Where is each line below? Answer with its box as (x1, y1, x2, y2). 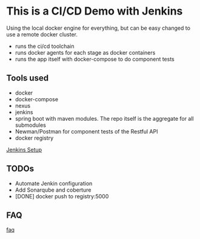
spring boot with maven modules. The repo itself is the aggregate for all (15, 115, 194, 122)
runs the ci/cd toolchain (15, 42, 75, 50)
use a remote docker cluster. (6, 30, 78, 38)
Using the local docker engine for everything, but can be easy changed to (6, 24, 191, 32)
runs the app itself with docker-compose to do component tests (15, 55, 175, 62)
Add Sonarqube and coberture (15, 186, 92, 194)
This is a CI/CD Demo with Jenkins (6, 4, 183, 18)
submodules (15, 121, 47, 129)
